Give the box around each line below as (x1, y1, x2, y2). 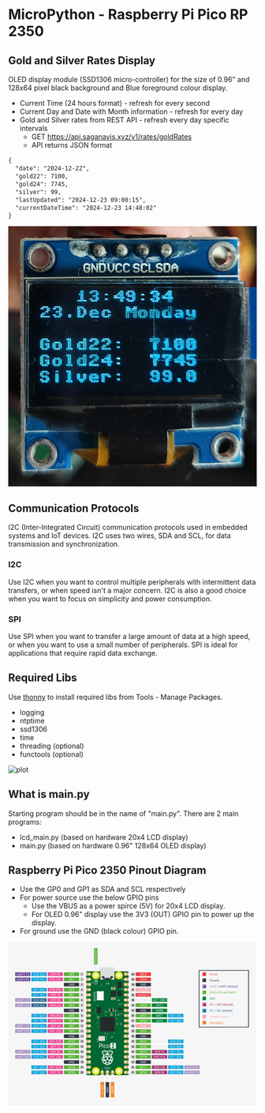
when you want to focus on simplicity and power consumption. (8, 594, 212, 604)
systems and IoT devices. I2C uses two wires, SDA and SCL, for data (8, 531, 231, 540)
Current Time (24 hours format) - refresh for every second (19, 99, 211, 107)
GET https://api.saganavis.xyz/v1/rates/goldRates (31, 132, 192, 141)
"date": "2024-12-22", (15, 164, 90, 172)
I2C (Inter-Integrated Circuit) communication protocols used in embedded (8, 523, 248, 532)
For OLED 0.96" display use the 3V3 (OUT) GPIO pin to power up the (31, 910, 255, 919)
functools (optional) (19, 749, 84, 759)
